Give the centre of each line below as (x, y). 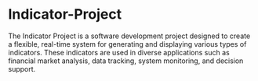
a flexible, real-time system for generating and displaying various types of (127, 44)
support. (22, 69)
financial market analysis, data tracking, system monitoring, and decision (126, 61)
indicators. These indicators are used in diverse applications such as (119, 52)
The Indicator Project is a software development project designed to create (129, 36)
